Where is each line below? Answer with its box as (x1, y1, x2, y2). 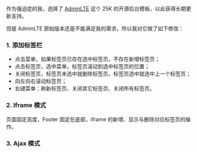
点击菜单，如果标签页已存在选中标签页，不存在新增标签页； (14, 55, 160, 63)
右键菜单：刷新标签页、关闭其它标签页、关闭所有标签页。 (14, 85, 155, 92)
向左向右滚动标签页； (14, 78, 67, 85)
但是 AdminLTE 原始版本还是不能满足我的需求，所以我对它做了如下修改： (6, 25, 185, 32)
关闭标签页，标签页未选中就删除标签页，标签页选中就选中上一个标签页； (14, 70, 191, 78)
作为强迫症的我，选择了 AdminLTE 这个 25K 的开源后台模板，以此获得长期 (6, 5, 186, 12)
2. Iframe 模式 (6, 101, 46, 109)
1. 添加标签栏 (6, 41, 43, 49)
